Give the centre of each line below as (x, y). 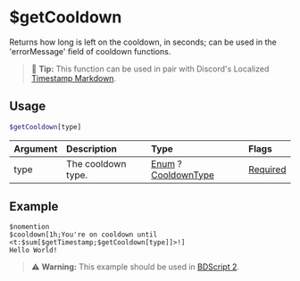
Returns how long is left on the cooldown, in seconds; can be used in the (143, 42)
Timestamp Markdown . (74, 78)
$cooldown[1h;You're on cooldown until (83, 235)
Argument (36, 148)
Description (92, 148)
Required (267, 169)
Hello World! (33, 251)
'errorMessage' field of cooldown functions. (90, 51)
